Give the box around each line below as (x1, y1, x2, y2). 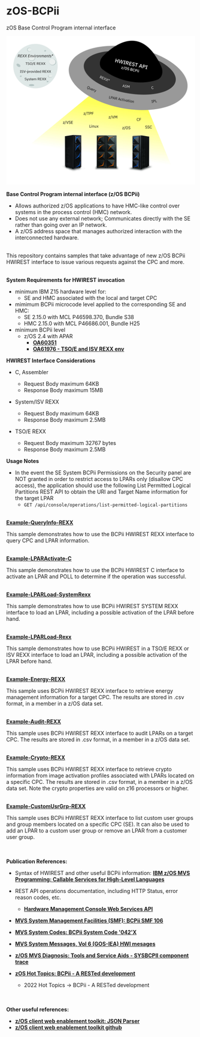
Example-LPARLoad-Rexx (6, 633, 72, 640)
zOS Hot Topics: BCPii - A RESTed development (14, 970, 136, 977)
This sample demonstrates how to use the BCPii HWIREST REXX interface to (6, 530, 195, 537)
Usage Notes (6, 457, 40, 464)
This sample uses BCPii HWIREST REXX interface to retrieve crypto (6, 765, 172, 773)
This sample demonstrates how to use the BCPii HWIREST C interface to (6, 566, 184, 573)
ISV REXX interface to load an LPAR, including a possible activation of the (6, 651, 187, 658)
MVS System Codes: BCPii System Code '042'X (14, 928, 137, 936)
